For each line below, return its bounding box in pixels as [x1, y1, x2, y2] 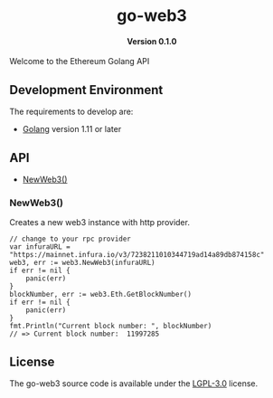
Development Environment [9, 82, 164, 98]
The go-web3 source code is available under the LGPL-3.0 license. [9, 378, 259, 389]
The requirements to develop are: [9, 106, 134, 118]
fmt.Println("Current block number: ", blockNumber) [9, 322, 212, 331]
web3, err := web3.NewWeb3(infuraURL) [9, 259, 155, 268]
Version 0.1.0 [126, 35, 178, 46]
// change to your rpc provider [9, 234, 131, 244]
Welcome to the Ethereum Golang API [9, 56, 150, 67]
